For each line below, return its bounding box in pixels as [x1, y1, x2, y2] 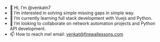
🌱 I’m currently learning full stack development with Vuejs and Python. [9, 15, 153, 21]
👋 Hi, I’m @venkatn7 [9, 5, 51, 10]
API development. [9, 26, 46, 32]
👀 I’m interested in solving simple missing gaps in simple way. [9, 10, 135, 16]
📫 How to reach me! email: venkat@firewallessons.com [9, 31, 124, 37]
